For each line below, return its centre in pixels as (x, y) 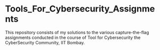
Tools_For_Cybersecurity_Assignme (80, 9)
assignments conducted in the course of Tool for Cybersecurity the (73, 37)
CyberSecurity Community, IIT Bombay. (45, 42)
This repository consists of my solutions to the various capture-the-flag (77, 32)
